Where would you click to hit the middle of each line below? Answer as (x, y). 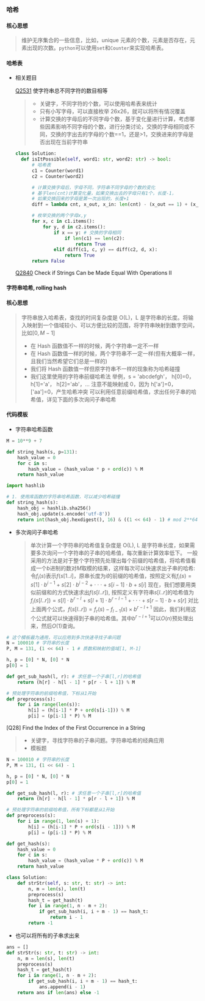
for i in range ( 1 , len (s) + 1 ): (58, 822)
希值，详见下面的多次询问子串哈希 (73, 399)
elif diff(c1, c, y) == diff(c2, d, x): (106, 250)
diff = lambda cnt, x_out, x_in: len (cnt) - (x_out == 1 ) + (110, 204)
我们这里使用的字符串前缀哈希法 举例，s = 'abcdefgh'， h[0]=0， (112, 376)
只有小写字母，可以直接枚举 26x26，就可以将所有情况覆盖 (113, 111)
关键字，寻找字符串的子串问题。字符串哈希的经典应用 (97, 740)
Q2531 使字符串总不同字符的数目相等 (61, 91)
